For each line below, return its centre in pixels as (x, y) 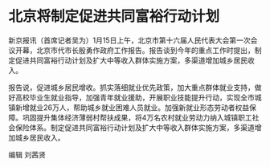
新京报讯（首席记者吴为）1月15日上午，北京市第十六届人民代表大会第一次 (129, 40)
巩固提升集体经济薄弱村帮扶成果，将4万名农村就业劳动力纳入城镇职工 (137, 117)
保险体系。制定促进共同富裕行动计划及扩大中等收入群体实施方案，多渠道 (135, 127)
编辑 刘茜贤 (27, 154)
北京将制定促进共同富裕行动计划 (114, 16)
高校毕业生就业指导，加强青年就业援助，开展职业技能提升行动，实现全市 (135, 97)
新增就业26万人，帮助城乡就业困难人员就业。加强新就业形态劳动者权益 (132, 107)
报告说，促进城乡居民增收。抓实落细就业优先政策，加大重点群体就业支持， (131, 87)
